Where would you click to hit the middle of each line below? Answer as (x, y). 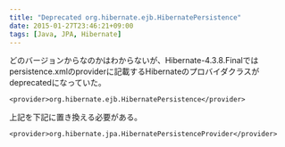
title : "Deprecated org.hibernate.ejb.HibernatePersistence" (126, 17)
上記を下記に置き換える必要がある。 (76, 118)
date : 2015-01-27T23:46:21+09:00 (71, 26)
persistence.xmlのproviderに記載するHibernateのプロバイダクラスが (134, 71)
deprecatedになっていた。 (58, 83)
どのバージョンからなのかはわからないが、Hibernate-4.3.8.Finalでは (134, 61)
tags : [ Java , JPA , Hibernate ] (66, 34)
